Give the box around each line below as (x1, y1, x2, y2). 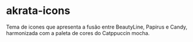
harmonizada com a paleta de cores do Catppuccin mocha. (6, 29, 150, 36)
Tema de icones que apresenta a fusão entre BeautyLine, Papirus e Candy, (6, 23, 188, 30)
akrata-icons (6, 4, 71, 17)
